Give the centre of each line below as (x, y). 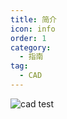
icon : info (33, 29)
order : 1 (28, 38)
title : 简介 (33, 19)
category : (31, 47)
